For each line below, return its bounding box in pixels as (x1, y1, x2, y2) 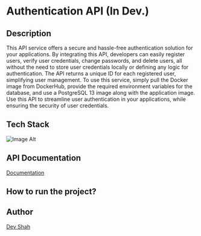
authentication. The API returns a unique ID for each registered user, (6, 70, 176, 77)
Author (6, 207, 33, 217)
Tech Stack (6, 120, 49, 130)
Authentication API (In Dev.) (6, 4, 150, 18)
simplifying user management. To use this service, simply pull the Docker (6, 77, 188, 83)
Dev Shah (6, 223, 31, 230)
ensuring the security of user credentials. (6, 102, 109, 109)
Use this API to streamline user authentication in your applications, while (6, 95, 186, 103)
